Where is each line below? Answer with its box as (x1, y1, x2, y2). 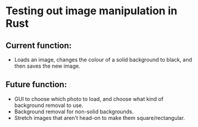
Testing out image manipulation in (5, 4, 178, 18)
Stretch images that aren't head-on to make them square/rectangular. (14, 114, 185, 121)
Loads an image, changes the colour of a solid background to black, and (14, 56, 192, 63)
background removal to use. (14, 101, 84, 109)
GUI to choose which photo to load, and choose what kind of (14, 95, 163, 102)
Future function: (5, 80, 67, 90)
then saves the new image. (14, 62, 81, 69)
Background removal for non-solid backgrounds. (14, 108, 134, 115)
